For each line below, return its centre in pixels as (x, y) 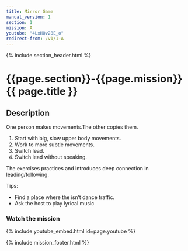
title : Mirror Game (30, 11)
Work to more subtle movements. (54, 145)
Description (28, 113)
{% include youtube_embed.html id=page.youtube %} (71, 231)
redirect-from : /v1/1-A (35, 39)
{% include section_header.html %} (49, 55)
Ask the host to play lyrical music (54, 203)
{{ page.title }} (42, 92)
